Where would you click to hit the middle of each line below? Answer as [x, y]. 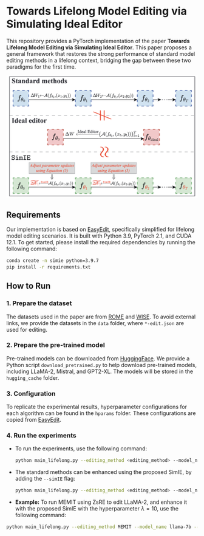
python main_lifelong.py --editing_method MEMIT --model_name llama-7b [99, 527]
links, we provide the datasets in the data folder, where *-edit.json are [95, 323]
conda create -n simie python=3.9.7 [53, 261]
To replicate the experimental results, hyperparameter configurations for [97, 407]
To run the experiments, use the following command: [81, 448]
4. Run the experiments [42, 436]
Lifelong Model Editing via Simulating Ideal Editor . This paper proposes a [99, 47]
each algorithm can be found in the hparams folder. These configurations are [101, 413]
